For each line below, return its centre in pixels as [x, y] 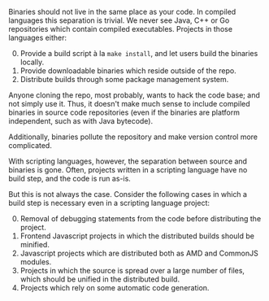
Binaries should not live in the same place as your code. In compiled [122, 12]
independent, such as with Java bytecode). [81, 121]
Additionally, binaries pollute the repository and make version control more [133, 137]
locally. [32, 62]
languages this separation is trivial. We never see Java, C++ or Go [119, 20]
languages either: [38, 37]
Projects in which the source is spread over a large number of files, [132, 270]
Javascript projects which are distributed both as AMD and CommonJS [139, 253]
